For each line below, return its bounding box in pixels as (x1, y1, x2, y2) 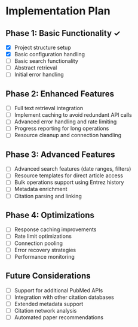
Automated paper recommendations (14, 313, 104, 321)
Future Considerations (5, 271, 91, 281)
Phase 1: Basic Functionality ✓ (5, 28, 121, 38)
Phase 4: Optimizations (5, 210, 95, 220)
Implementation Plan (5, 4, 111, 18)
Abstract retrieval (14, 64, 57, 71)
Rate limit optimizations (14, 232, 72, 240)
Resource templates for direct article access (14, 172, 124, 179)
